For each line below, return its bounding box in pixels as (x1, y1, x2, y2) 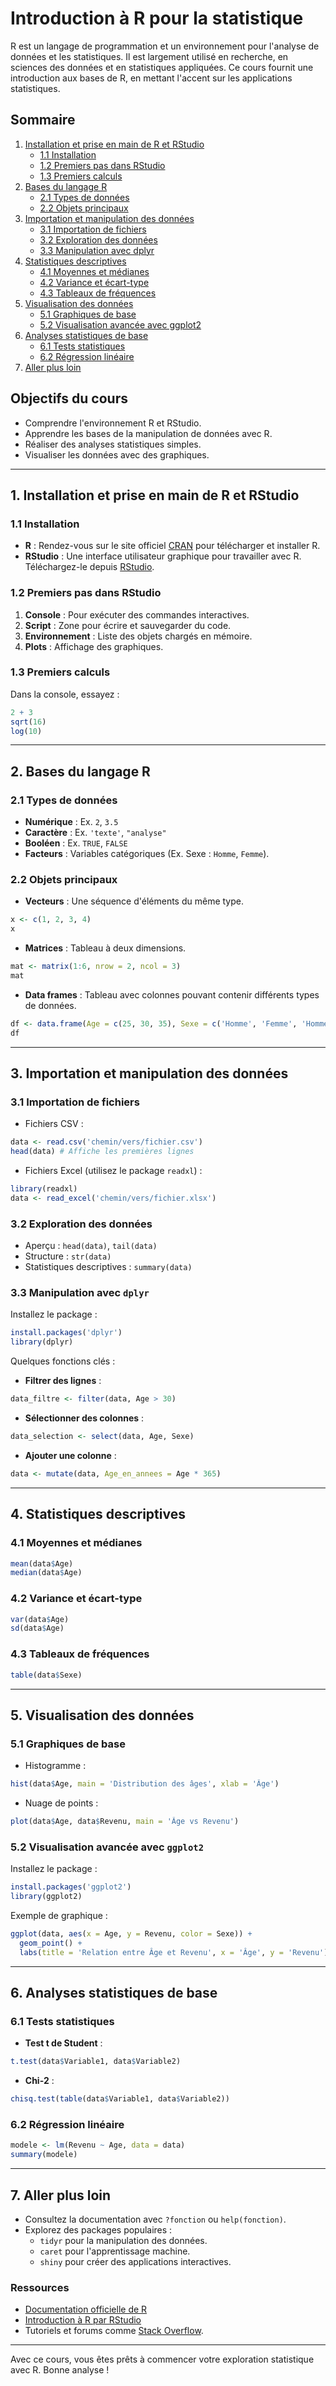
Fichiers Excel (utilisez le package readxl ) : (24, 1165, 203, 1177)
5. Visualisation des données (10, 1707, 195, 1724)
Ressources (10, 2280, 70, 2294)
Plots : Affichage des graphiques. (24, 640, 164, 652)
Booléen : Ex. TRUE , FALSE (24, 837, 128, 849)
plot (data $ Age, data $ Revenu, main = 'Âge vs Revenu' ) (10, 1817, 240, 1827)
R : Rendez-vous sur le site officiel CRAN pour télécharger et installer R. (24, 540, 321, 552)
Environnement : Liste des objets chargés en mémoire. (24, 630, 253, 642)
